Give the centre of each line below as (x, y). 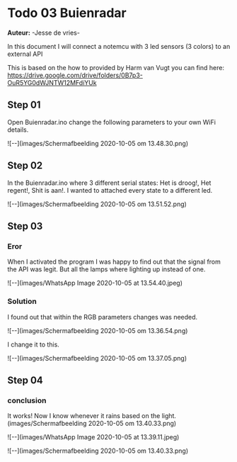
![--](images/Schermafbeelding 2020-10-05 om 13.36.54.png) (98, 330)
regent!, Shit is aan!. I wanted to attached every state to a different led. (110, 190)
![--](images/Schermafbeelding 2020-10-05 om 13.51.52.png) (97, 204)
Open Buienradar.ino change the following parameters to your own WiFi (111, 122)
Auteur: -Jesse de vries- (44, 33)
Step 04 (25, 380)
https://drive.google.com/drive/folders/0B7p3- (75, 75)
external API (25, 54)
